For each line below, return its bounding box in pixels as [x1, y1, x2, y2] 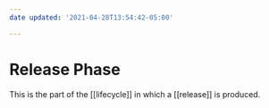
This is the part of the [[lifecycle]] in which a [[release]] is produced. [9, 88, 261, 99]
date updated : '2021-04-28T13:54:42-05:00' [9, 12, 174, 22]
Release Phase [9, 59, 121, 79]
